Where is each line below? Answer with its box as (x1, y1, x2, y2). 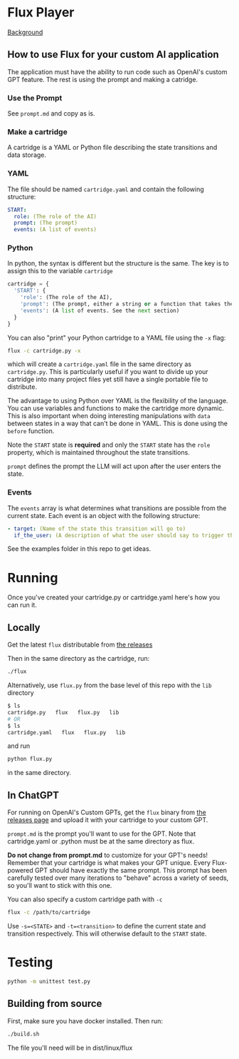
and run (7, 741, 31, 750)
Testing (7, 954, 53, 971)
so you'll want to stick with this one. (7, 881, 112, 890)
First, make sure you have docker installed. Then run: (7, 1016, 164, 1025)
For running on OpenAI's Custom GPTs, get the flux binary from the (7, 808, 206, 817)
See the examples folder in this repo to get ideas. (7, 544, 152, 553)
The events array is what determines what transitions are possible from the (7, 504, 227, 512)
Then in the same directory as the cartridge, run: (7, 654, 150, 663)
